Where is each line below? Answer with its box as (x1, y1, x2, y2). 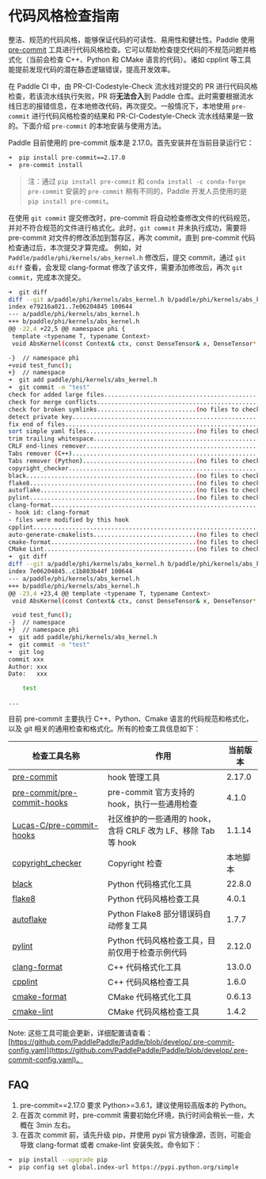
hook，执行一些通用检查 (107, 799, 198, 810)
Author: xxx (8, 663, 47, 671)
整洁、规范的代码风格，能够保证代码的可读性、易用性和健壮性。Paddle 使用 (8, 35, 255, 44)
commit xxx (8, 655, 44, 664)
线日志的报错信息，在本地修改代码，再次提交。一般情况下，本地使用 (8, 101, 230, 111)
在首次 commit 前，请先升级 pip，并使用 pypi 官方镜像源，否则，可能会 (19, 1130, 252, 1139)
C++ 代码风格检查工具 (107, 977, 190, 988)
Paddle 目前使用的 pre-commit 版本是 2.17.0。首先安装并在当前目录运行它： (8, 138, 255, 147)
